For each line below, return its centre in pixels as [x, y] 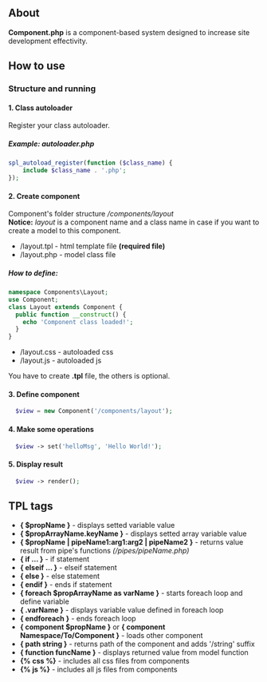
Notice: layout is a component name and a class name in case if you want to [134, 222]
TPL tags [31, 506]
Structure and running [52, 89]
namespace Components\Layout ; [59, 292]
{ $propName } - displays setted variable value [97, 525]
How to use [37, 66]
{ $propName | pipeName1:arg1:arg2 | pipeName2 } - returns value [132, 542]
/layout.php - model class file [68, 255]
